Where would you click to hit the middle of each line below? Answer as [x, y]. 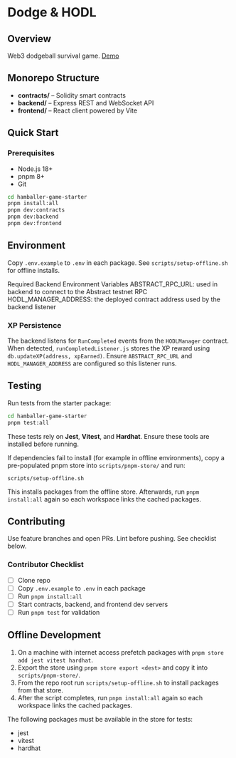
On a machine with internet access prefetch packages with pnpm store [120, 652]
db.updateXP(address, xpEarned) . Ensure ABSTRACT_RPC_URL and [100, 355]
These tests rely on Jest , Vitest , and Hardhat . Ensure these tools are [108, 436]
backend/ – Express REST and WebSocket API [86, 103]
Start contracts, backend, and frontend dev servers [93, 604]
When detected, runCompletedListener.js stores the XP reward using [109, 348]
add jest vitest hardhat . [55, 660]
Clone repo [34, 580]
